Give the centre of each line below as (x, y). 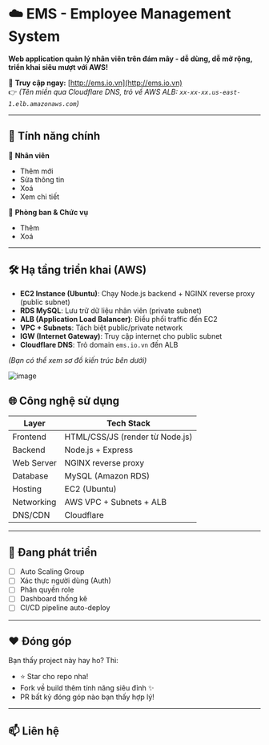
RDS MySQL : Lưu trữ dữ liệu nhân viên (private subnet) (111, 310)
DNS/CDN (31, 515)
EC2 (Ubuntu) (91, 489)
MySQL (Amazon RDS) (107, 476)
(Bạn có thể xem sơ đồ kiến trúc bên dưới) (78, 360)
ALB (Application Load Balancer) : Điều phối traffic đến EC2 (118, 319)
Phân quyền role (47, 590)
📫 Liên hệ (34, 731)
